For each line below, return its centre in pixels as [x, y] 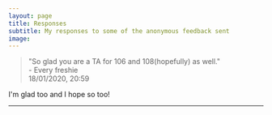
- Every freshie [53, 70]
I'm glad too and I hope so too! [59, 95]
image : [19, 38]
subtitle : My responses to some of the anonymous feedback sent [119, 31]
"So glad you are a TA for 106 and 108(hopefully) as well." [124, 62]
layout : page [30, 16]
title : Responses [38, 23]
